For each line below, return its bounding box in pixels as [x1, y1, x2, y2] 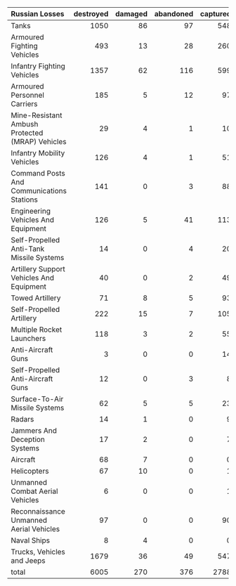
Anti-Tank [11, 244, 45, 254]
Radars [11, 415, 34, 424]
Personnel [11, 91, 44, 100]
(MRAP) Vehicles [11, 137, 67, 146]
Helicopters [11, 467, 49, 476]
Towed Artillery [11, 293, 61, 303]
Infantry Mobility [11, 148, 65, 157]
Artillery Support [11, 264, 65, 273]
